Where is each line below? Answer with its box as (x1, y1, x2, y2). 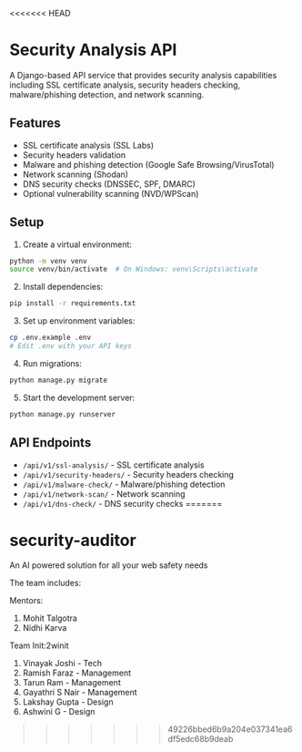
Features (9, 116, 61, 131)
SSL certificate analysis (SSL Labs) (22, 139, 155, 150)
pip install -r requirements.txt (9, 299, 136, 308)
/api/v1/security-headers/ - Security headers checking (22, 469, 235, 479)
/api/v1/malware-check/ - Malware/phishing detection (22, 479, 226, 489)
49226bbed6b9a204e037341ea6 (167, 724, 293, 735)
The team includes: (9, 578, 82, 589)
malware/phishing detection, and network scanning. (9, 88, 205, 99)
